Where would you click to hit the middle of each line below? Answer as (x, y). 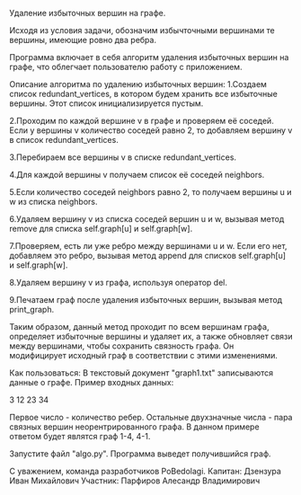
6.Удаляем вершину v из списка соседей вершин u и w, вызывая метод (147, 219)
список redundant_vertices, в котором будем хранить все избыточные (144, 94)
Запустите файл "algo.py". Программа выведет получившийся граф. (140, 454)
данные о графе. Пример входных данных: (92, 382)
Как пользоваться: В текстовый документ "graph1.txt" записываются (142, 373)
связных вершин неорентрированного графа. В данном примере (134, 427)
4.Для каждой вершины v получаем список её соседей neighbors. (137, 175)
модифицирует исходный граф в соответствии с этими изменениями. (144, 355)
